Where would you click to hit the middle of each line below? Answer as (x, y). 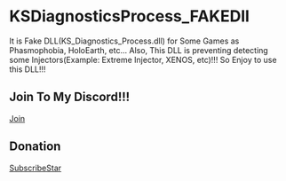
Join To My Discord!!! (70, 97)
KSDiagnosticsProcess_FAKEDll (130, 16)
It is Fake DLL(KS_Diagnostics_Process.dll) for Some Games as (124, 41)
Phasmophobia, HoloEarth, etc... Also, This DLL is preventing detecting (139, 50)
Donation (35, 147)
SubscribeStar (36, 168)
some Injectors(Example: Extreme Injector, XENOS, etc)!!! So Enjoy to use (143, 59)
